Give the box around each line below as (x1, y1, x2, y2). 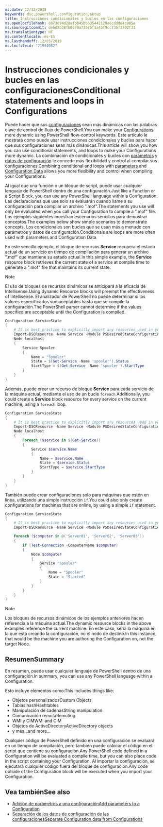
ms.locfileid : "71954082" (5, 43, 57, 48)
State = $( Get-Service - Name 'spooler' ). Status (31, 359, 130, 364)
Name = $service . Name (39, 456, 83, 461)
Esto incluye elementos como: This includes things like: (5, 688, 114, 694)
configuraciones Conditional (5, 85, 121, 96)
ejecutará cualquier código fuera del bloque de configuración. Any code (5, 763, 148, 769)
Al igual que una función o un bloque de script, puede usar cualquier (5, 183, 142, 189)
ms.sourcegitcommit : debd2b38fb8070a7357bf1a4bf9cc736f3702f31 (5, 25, 136, 30)
